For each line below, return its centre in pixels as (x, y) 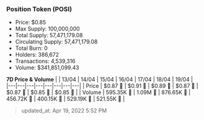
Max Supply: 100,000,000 (47, 29)
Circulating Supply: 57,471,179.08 (56, 42)
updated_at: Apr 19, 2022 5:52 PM (64, 111)
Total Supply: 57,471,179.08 (49, 35)
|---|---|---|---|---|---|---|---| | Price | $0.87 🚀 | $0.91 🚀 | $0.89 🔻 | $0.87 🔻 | (102, 86)
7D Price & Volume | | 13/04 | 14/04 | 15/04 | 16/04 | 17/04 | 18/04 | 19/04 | (100, 79)
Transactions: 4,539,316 (45, 61)
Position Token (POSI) (39, 9)
